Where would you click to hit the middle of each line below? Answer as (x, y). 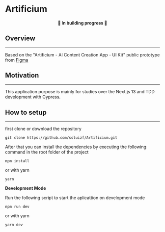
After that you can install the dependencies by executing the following (76, 147)
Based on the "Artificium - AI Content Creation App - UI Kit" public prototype (82, 54)
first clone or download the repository (43, 129)
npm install (17, 161)
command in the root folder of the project (47, 152)
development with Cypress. (33, 97)
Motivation (22, 75)
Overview (20, 39)
